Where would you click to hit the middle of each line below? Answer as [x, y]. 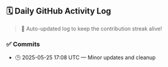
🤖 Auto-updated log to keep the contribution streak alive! [92, 28]
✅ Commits [23, 44]
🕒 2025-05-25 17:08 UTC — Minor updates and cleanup [85, 57]
